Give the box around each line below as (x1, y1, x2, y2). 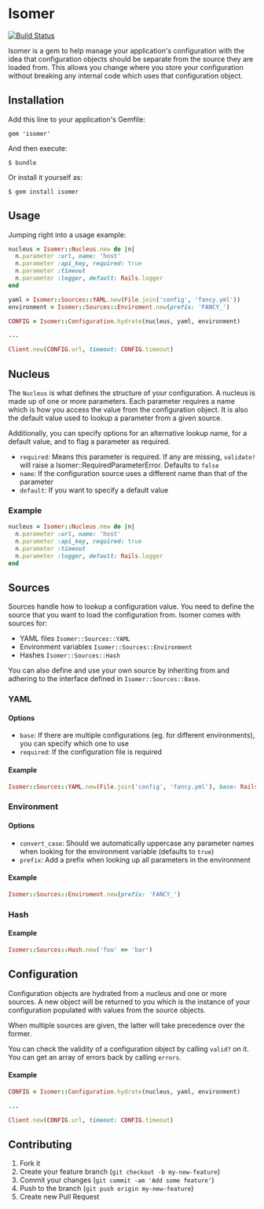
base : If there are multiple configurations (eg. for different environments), (19, 731, 255, 740)
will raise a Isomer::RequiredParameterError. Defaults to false (19, 460, 219, 470)
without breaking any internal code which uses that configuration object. (8, 71, 244, 80)
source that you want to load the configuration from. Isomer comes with (8, 610, 241, 620)
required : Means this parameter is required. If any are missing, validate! (19, 452, 256, 461)
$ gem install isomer (8, 188, 79, 196)
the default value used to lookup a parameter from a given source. (8, 413, 222, 423)
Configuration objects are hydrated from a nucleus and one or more (8, 988, 227, 998)
